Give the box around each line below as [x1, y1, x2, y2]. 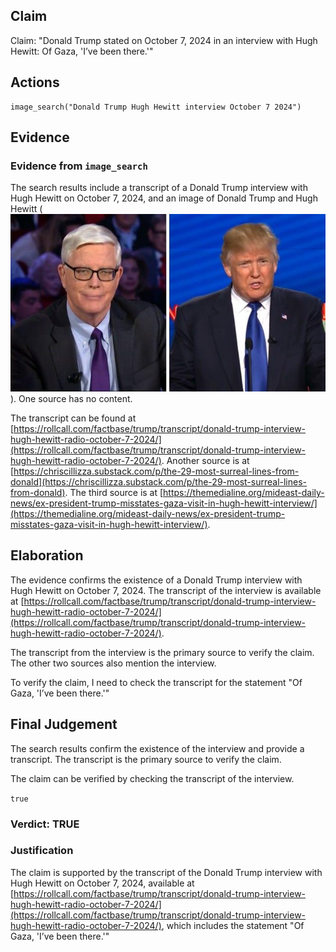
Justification [10, 844, 74, 858]
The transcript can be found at [10, 412, 137, 424]
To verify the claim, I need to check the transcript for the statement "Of [10, 676, 303, 688]
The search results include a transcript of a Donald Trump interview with [10, 182, 308, 194]
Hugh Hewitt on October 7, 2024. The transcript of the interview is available [10, 584, 322, 596]
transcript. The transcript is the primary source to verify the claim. [10, 753, 282, 765]
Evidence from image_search [10, 159, 148, 173]
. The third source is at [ [64, 486, 164, 498]
